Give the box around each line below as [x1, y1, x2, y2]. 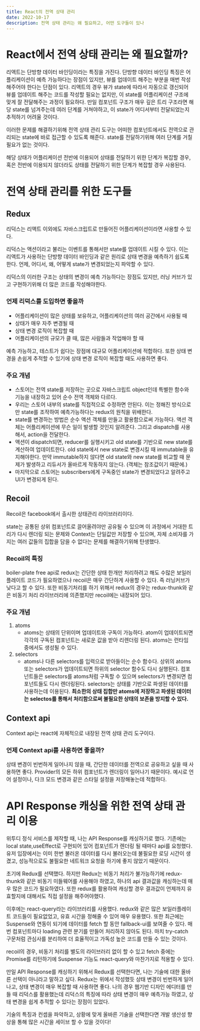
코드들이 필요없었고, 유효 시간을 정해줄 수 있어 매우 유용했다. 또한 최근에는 [12, 913, 184, 920]
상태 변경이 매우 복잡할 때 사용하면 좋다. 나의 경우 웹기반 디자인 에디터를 [19, 983, 186, 990]
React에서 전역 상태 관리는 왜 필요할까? [6, 47, 189, 61]
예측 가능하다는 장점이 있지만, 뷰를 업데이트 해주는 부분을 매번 [36, 76, 180, 83]
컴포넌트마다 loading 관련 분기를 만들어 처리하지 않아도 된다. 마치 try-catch [12, 928, 189, 935]
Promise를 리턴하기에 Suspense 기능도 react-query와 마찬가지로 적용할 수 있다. [6, 956, 195, 963]
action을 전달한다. [27, 431, 70, 438]
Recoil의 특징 [6, 554, 43, 563]
